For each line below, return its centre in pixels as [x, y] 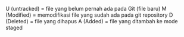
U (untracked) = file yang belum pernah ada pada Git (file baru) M [86, 9]
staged [14, 27]
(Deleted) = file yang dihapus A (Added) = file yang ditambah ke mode [92, 21]
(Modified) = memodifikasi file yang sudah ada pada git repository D [89, 15]
